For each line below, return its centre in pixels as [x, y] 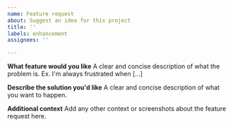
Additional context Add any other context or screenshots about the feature [117, 109]
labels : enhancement [38, 34]
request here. [27, 116]
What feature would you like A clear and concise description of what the [114, 66]
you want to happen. [37, 95]
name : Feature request [41, 14]
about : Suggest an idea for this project [69, 20]
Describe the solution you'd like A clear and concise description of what [114, 87]
